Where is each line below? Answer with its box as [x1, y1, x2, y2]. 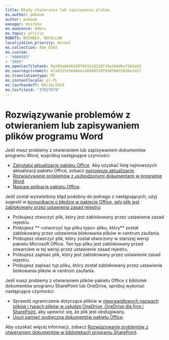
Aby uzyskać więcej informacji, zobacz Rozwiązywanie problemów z [5, 324, 148, 330]
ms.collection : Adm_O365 [5, 45, 58, 50]
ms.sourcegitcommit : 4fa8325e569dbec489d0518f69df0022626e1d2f [5, 69, 142, 74]
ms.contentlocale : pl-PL [5, 78, 58, 83]
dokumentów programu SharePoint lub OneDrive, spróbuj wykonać [5, 283, 145, 289]
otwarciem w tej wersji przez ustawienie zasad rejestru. [12, 246, 129, 253]
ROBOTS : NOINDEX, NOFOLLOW [5, 36, 62, 41]
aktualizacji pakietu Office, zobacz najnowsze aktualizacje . [12, 168, 136, 174]
